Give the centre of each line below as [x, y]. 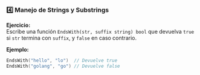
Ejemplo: [18, 50]
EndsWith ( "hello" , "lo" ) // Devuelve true [62, 61]
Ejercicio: [18, 25]
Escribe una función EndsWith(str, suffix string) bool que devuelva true [100, 32]
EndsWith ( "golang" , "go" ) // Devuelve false [63, 66]
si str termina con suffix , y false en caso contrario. [72, 38]
